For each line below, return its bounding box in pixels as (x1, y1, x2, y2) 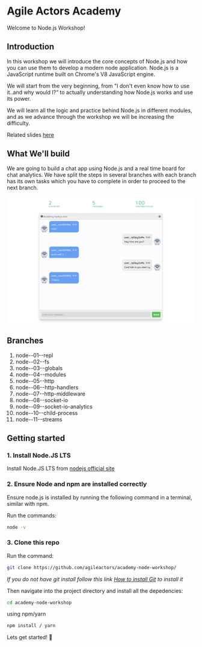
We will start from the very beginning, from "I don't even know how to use (7, 82, 190, 89)
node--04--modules (15, 371, 67, 378)
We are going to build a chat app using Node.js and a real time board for (7, 165, 186, 172)
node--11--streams (15, 415, 63, 423)
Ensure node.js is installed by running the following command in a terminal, (7, 493, 192, 501)
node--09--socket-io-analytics (15, 403, 93, 410)
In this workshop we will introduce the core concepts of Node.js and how (7, 57, 188, 65)
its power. (7, 95, 31, 102)
